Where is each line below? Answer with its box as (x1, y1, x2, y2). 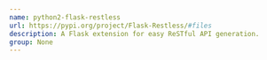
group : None (9, 37, 53, 47)
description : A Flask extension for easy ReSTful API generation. (9, 29, 260, 38)
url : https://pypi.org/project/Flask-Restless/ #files (9, 21, 213, 30)
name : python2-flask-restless (9, 12, 122, 22)
